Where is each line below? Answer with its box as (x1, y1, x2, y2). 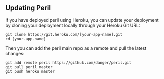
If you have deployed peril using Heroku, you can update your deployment (5, 17, 159, 23)
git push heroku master (5, 69, 55, 74)
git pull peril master (5, 64, 53, 69)
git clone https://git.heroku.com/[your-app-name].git (5, 32, 123, 37)
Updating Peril (5, 4, 51, 12)
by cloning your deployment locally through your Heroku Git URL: (5, 22, 140, 28)
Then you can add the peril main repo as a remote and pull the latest (5, 45, 147, 51)
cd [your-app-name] (5, 36, 46, 41)
